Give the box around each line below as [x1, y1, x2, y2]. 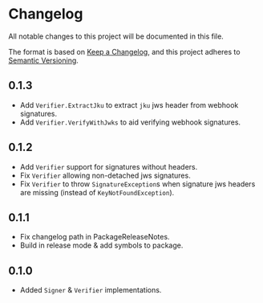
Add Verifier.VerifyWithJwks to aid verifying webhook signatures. [19, 117, 241, 127]
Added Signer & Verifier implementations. [19, 285, 162, 295]
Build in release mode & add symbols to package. [19, 240, 184, 250]
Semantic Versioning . [8, 55, 79, 65]
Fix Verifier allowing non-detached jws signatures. [19, 170, 191, 180]
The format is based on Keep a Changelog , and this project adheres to [8, 47, 241, 56]
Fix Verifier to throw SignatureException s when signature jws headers [19, 178, 256, 189]
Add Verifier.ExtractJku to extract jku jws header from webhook [19, 100, 239, 109]
